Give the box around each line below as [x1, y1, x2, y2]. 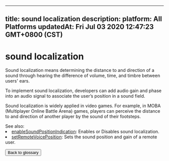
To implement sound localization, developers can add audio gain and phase [5, 88, 162, 94]
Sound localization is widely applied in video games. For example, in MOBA [5, 103, 161, 109]
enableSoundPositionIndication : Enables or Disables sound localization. [12, 129, 159, 135]
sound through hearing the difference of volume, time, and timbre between [5, 72, 160, 78]
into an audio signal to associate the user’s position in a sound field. [5, 93, 145, 99]
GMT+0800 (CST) [5, 31, 63, 39]
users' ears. [5, 78, 30, 84]
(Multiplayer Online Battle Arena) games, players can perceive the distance [5, 108, 160, 114]
